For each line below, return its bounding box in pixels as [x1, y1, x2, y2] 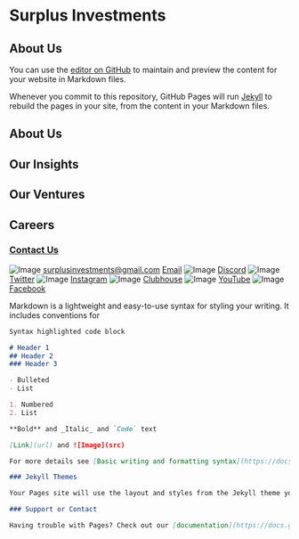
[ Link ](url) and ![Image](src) [9, 440, 125, 450]
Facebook [9, 282, 46, 294]
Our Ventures [9, 187, 85, 202]
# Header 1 [9, 343, 50, 352]
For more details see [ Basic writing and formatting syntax [9, 456, 238, 466]
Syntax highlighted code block [9, 327, 125, 336]
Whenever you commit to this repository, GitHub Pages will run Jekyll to [9, 91, 273, 102]
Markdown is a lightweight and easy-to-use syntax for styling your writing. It [9, 300, 289, 311]
